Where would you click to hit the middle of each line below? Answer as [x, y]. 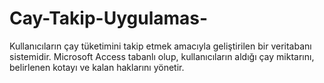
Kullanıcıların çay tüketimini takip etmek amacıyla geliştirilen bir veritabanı [160, 46]
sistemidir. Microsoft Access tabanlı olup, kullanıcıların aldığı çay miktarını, [162, 56]
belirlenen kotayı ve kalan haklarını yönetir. [97, 67]
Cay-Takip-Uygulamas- [109, 18]
